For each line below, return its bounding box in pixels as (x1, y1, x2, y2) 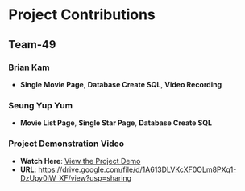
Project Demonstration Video (8, 138, 125, 149)
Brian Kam (8, 62, 50, 73)
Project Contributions (8, 6, 156, 24)
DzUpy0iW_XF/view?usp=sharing (19, 173, 131, 183)
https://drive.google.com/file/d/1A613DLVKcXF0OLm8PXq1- (38, 165, 237, 174)
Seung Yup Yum (8, 100, 73, 111)
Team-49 (8, 38, 56, 51)
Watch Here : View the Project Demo (19, 156, 141, 166)
